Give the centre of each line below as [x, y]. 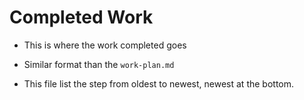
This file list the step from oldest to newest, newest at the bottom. [159, 83]
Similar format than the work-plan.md [99, 64]
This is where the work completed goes [105, 45]
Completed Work [81, 17]
